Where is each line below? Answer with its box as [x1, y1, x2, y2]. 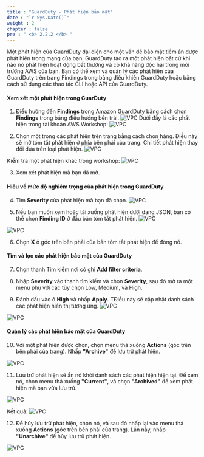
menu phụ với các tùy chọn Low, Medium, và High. [15, 284, 143, 291]
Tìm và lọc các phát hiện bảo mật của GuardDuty [7, 252, 132, 259]
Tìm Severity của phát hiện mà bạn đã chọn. [15, 196, 128, 204]
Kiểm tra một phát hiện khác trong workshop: [7, 157, 120, 165]
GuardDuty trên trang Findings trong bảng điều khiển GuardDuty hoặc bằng [7, 74, 196, 81]
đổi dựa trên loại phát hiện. [15, 145, 83, 153]
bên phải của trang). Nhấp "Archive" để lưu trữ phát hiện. [15, 348, 160, 355]
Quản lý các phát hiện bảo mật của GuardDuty [7, 328, 126, 335]
